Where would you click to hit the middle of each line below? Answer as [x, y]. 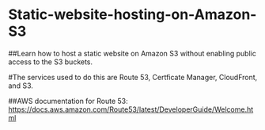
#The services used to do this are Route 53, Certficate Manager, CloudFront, [133, 77]
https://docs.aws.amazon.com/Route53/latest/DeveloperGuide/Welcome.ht [131, 109]
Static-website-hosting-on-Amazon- [132, 15]
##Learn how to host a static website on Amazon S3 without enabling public [132, 53]
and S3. [21, 86]
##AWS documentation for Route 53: [68, 101]
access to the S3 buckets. [51, 62]
